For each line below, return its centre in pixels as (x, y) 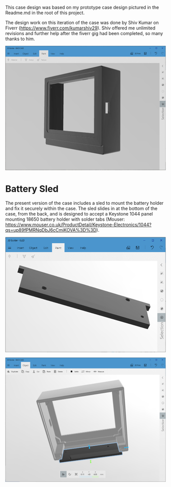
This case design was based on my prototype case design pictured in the (82, 7)
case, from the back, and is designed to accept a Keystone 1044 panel (79, 214)
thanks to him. (20, 39)
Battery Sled (32, 189)
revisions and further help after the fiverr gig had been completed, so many (84, 33)
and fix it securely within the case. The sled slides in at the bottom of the (81, 208)
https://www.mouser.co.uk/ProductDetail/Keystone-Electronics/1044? (78, 225)
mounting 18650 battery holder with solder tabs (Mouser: (65, 219)
